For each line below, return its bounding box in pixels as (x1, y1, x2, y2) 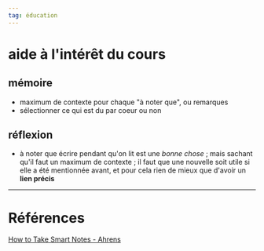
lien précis (19, 174, 55, 184)
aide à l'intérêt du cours (8, 45, 167, 63)
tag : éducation (8, 11, 58, 20)
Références (8, 209, 85, 227)
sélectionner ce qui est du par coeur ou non (19, 105, 162, 115)
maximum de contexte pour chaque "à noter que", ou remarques (19, 97, 229, 107)
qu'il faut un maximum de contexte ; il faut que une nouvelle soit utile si (19, 158, 250, 167)
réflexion (8, 129, 53, 142)
